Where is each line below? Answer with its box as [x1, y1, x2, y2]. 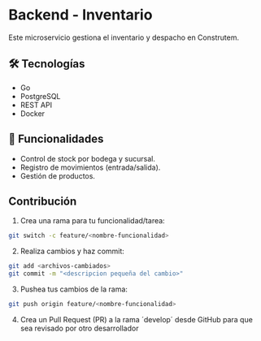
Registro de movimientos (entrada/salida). [20, 162, 161, 172]
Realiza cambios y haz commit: [20, 246, 124, 257]
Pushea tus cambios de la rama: [20, 284, 128, 294]
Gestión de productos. [20, 170, 96, 180]
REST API [20, 100, 53, 110]
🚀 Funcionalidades [8, 132, 104, 146]
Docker [20, 108, 46, 119]
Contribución [8, 194, 77, 208]
